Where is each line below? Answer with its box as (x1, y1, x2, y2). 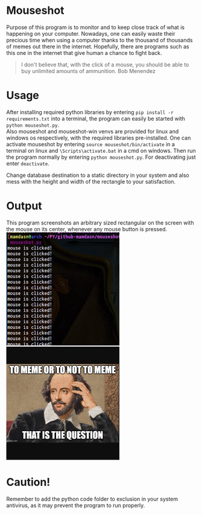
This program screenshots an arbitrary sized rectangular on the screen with (6, 219, 194, 226)
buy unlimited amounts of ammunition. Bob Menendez (21, 67, 156, 74)
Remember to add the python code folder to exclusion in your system (6, 495, 178, 502)
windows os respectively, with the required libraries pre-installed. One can (6, 134, 191, 141)
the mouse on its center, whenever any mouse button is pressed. (6, 225, 168, 232)
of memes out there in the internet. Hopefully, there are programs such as (6, 43, 190, 50)
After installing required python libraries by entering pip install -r (6, 108, 174, 115)
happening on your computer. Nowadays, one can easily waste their (6, 30, 176, 37)
